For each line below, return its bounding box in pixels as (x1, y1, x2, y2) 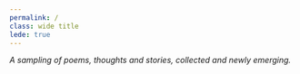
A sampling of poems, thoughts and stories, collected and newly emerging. (9, 55, 292, 66)
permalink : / (9, 13, 59, 23)
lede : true (9, 30, 51, 39)
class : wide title (9, 22, 79, 31)
